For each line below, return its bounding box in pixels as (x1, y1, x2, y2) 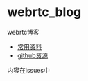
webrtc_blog (7, 4, 82, 20)
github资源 (17, 51, 49, 60)
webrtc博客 (7, 28, 39, 36)
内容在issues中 (7, 66, 50, 74)
